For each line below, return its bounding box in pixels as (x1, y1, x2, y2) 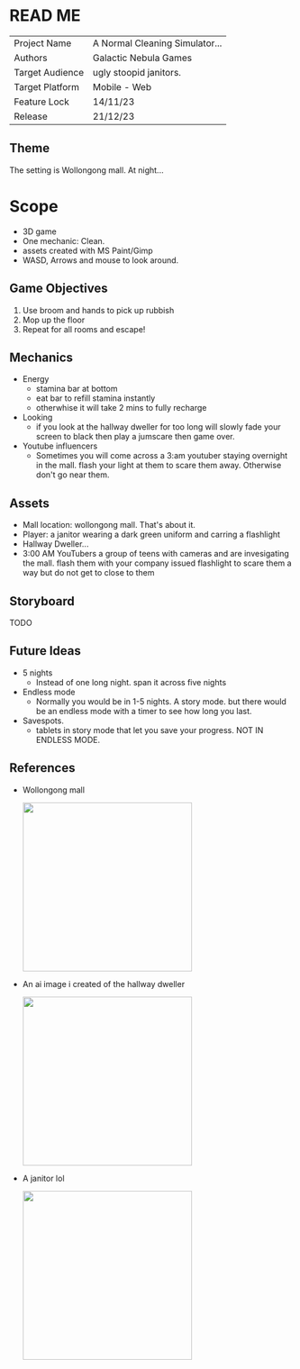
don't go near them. (35, 469, 110, 480)
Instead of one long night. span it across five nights (35, 676, 227, 687)
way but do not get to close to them (22, 567, 155, 578)
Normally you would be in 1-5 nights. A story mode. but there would (35, 695, 286, 707)
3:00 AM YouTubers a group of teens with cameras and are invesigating (22, 549, 290, 559)
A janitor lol (22, 1173, 65, 1183)
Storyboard (9, 594, 75, 609)
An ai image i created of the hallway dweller (22, 978, 186, 989)
